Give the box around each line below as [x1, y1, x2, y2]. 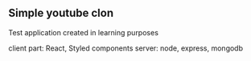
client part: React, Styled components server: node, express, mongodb [8, 43, 244, 53]
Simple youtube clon [8, 6, 114, 20]
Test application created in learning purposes [8, 27, 159, 37]
